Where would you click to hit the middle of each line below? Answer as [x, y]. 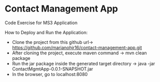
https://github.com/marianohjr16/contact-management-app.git [77, 47]
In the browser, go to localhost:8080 [50, 74]
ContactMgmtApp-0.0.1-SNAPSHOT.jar [52, 69]
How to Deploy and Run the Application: [46, 32]
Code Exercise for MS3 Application [41, 23]
